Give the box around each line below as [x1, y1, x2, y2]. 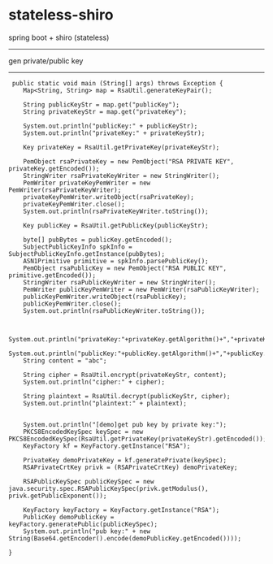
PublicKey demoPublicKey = [23, 513, 115, 521]
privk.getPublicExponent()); [8, 492, 107, 500]
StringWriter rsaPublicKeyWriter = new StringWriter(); [23, 278, 217, 286]
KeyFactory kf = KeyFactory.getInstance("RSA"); [23, 441, 191, 450]
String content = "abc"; [23, 356, 107, 365]
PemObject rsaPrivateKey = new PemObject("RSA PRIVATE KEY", [23, 157, 234, 166]
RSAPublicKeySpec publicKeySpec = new [23, 477, 154, 485]
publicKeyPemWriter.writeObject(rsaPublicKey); [23, 293, 187, 301]
